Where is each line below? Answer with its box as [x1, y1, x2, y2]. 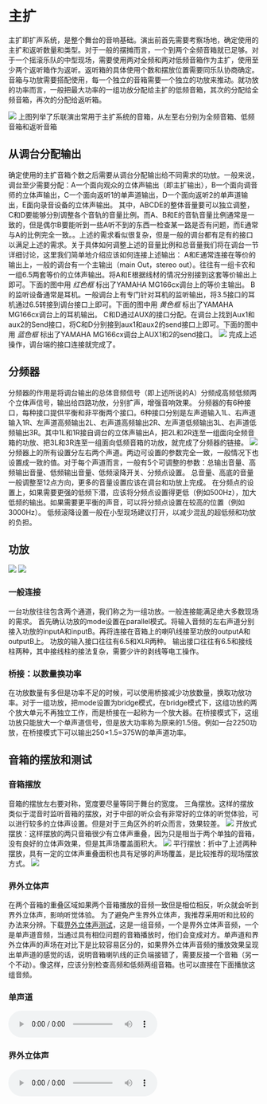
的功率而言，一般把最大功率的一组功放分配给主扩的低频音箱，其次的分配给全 [8, 84, 259, 94]
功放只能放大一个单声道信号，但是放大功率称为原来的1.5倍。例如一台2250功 [8, 717, 257, 727]
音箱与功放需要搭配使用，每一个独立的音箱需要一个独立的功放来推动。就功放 [8, 75, 259, 84]
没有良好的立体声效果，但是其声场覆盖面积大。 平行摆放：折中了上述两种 [8, 839, 257, 848]
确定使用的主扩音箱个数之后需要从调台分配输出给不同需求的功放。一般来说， [8, 170, 259, 179]
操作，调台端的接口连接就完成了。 [8, 340, 120, 349]
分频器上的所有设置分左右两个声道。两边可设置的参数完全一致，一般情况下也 [8, 447, 259, 457]
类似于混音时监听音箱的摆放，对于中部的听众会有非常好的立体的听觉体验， [8, 808, 252, 818]
